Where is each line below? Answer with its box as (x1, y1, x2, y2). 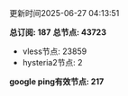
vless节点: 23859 (22, 46, 87, 57)
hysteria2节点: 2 (22, 57, 83, 67)
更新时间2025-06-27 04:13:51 (9, 8, 120, 18)
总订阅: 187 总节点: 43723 (9, 27, 106, 38)
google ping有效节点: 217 (9, 76, 105, 87)
